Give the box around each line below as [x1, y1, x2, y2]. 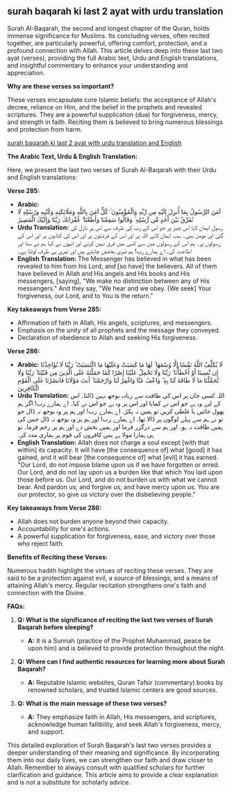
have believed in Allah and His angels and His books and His [17, 269, 190, 277]
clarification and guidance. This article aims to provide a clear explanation [7, 770, 219, 779]
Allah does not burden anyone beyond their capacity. [17, 517, 169, 525]
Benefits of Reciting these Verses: [7, 553, 108, 561]
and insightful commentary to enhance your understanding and [7, 61, 188, 69]
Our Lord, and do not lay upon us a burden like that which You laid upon [17, 468, 223, 476]
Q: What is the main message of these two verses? [17, 699, 167, 707]
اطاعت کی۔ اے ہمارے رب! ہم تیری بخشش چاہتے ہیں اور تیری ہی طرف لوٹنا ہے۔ [17, 247, 192, 255]
